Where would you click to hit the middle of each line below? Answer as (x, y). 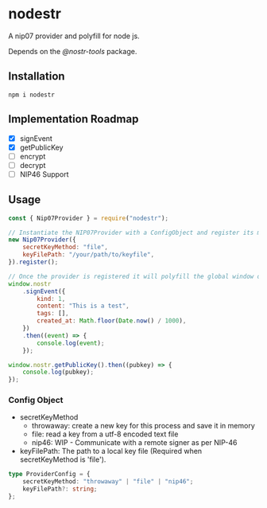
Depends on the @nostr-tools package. (73, 51)
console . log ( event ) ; (71, 343)
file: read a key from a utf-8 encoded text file (105, 434)
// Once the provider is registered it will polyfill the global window (131, 276)
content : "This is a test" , (83, 306)
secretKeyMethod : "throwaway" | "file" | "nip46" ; (108, 482)
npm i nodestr (32, 95)
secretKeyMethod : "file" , (66, 248)
